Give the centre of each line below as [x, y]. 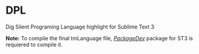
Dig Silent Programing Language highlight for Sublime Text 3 [80, 27]
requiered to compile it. [34, 45]
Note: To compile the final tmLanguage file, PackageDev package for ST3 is [99, 38]
